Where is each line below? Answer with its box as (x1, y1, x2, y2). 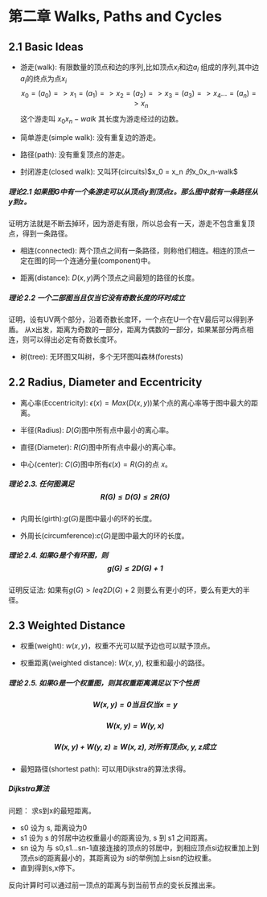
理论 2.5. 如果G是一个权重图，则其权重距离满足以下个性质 (8, 678, 199, 688)
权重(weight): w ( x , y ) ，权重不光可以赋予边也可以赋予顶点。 (19, 641, 215, 651)
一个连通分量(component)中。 (55, 255, 155, 265)
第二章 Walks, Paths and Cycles (8, 7, 223, 26)
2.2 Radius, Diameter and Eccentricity (8, 376, 203, 389)
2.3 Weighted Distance (8, 619, 126, 632)
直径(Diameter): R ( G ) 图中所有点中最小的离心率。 (19, 442, 181, 451)
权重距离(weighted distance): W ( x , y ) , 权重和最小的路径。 (19, 658, 209, 668)
